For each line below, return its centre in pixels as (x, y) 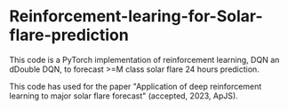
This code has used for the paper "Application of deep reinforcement (136, 86)
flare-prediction (69, 35)
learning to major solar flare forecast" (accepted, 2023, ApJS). (124, 96)
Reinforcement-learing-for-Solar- (136, 16)
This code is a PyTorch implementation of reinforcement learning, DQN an (144, 59)
